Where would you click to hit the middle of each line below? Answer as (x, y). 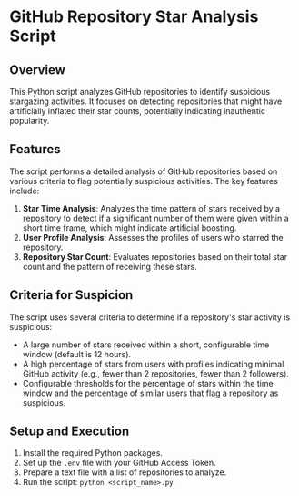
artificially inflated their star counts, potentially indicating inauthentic (138, 111)
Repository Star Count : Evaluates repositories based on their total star (155, 256)
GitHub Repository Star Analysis (134, 17)
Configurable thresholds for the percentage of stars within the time (148, 383)
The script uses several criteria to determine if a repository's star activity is (150, 317)
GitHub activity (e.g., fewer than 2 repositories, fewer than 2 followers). (155, 373)
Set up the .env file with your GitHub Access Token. (119, 463)
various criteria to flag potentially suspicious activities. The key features (144, 181)
